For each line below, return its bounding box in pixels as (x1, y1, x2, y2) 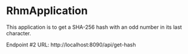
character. (6, 29, 32, 36)
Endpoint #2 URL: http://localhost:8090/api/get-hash (6, 41, 136, 48)
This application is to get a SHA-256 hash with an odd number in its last (6, 23, 182, 31)
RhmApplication (6, 4, 88, 18)
